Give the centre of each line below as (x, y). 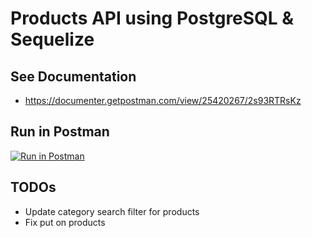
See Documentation (73, 76)
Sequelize (52, 39)
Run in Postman (60, 132)
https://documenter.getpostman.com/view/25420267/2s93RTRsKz (163, 100)
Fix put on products (65, 222)
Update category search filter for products (112, 211)
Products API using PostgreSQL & (152, 18)
